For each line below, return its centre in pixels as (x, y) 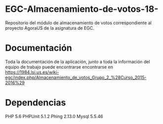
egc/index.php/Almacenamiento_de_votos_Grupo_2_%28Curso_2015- (76, 77)
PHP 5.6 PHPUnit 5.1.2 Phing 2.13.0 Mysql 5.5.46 (54, 116)
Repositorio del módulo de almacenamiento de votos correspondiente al (78, 23)
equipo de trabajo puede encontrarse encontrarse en (59, 67)
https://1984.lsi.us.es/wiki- (32, 72)
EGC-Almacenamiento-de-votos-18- (82, 9)
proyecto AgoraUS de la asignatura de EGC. (50, 28)
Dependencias (36, 103)
